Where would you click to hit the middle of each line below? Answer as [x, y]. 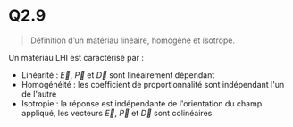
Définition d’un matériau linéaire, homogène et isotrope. [133, 40]
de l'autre [39, 94]
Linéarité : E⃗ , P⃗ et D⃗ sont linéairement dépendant [118, 75]
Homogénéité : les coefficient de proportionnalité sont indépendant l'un [153, 84]
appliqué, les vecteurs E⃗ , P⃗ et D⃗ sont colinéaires [117, 113]
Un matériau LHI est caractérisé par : [76, 57]
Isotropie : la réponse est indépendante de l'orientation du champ [142, 103]
